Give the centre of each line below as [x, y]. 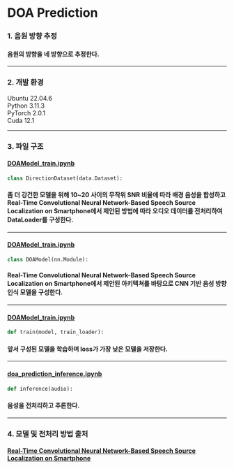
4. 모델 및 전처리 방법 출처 [48, 433]
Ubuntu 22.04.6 [30, 98]
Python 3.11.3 [26, 106]
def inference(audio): [40, 389]
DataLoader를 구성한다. [40, 220]
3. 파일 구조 [25, 146]
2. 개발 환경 [25, 82]
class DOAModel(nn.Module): [48, 260]
